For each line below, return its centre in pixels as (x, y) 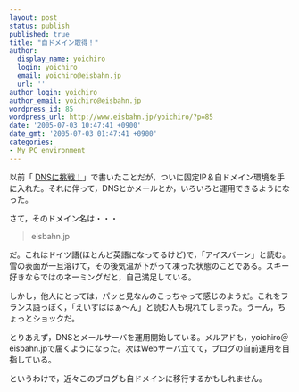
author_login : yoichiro (54, 92)
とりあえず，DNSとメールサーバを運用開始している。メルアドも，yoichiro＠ (149, 337)
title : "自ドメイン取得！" (54, 42)
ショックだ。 (56, 318)
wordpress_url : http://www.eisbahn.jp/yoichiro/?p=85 (112, 117)
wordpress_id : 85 (42, 109)
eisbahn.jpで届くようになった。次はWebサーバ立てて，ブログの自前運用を (146, 348)
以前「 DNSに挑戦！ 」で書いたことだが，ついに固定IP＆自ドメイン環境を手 (147, 177)
